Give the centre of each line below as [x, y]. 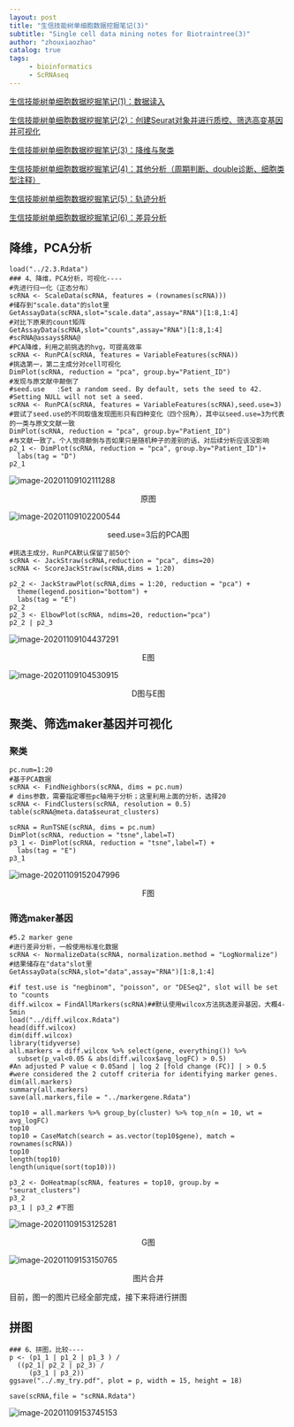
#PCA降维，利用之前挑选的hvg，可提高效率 [76, 347]
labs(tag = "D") [47, 456]
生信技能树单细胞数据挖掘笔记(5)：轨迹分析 [88, 198]
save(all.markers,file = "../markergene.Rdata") [100, 1097]
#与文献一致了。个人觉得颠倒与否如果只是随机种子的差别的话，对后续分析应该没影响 [139, 440]
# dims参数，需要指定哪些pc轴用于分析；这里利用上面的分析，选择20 [118, 797]
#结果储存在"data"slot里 [51, 964]
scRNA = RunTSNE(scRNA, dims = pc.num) [83, 828]
